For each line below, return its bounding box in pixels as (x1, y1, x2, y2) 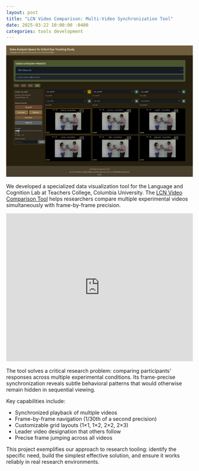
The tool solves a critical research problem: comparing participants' (6, 367, 172, 375)
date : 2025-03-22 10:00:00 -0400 (6, 22, 89, 28)
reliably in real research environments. (6, 459, 99, 466)
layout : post (6, 9, 38, 15)
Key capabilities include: (6, 398, 66, 405)
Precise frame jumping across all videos (14, 434, 113, 441)
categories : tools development (6, 28, 84, 34)
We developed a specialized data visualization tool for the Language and (6, 183, 184, 190)
